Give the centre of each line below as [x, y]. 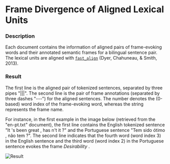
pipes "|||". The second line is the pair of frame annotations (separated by [83, 93]
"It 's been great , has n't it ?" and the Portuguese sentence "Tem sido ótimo [85, 130]
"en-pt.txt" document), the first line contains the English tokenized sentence [85, 125]
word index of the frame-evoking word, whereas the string [82, 104]
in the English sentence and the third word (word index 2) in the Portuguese [84, 141]
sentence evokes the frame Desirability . [48, 146]
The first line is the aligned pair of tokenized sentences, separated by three [84, 88]
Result [13, 76]
